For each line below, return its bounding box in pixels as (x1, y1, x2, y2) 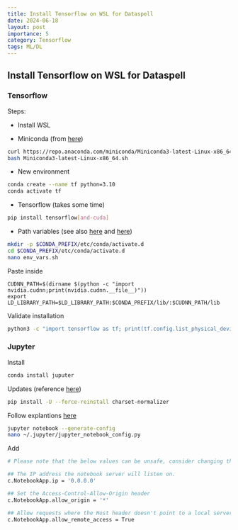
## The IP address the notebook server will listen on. (7, 470, 176, 478)
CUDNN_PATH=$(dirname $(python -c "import (7, 281, 135, 288)
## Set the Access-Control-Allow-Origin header (7, 490, 151, 497)
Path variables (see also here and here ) (17, 227, 132, 236)
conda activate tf (7, 188, 62, 195)
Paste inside (7, 266, 43, 275)
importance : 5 (7, 30, 50, 38)
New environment (17, 167, 70, 176)
